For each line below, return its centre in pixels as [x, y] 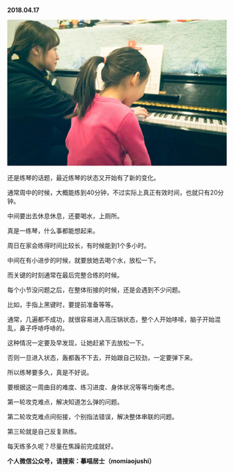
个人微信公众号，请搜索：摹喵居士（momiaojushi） [81, 461]
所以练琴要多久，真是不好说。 [50, 372]
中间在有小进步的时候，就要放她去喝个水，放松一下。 [84, 260]
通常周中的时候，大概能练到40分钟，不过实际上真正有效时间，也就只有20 [112, 192]
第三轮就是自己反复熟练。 [44, 431]
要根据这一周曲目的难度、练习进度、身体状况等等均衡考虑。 [93, 387]
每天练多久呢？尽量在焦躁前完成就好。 [62, 446]
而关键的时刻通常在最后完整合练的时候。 [65, 275]
